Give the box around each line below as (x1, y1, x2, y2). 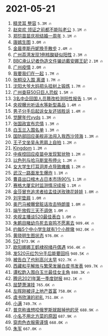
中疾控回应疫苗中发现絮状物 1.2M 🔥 (12, 151, 85, 157)
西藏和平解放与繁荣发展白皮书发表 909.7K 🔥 (12, 263, 103, 269)
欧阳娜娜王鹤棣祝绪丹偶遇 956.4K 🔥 (12, 244, 85, 250)
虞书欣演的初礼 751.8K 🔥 (12, 294, 64, 300)
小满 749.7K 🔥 (12, 300, 42, 306)
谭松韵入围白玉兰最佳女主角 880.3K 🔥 (12, 269, 90, 275)
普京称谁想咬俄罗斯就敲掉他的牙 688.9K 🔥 (12, 306, 99, 312)
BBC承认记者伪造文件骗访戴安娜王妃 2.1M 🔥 (12, 58, 103, 64)
